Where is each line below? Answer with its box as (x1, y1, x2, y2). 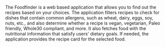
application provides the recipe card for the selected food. (5, 36, 126, 42)
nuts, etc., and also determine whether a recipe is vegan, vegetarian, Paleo (5, 20, 160, 26)
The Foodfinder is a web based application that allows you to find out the (5, 4, 157, 10)
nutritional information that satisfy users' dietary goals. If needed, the (5, 31, 149, 36)
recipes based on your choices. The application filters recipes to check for (5, 9, 160, 15)
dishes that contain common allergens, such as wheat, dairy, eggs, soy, (5, 15, 153, 20)
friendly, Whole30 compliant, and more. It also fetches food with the (5, 25, 146, 31)
